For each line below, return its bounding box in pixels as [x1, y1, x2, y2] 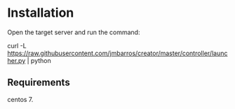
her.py [7, 56, 26, 64]
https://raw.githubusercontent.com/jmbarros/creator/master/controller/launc [7, 49, 228, 57]
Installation [7, 5, 74, 21]
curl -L [7, 41, 27, 50]
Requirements [7, 77, 70, 89]
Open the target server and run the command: [7, 28, 140, 36]
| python [27, 56, 51, 64]
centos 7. [7, 95, 34, 103]
